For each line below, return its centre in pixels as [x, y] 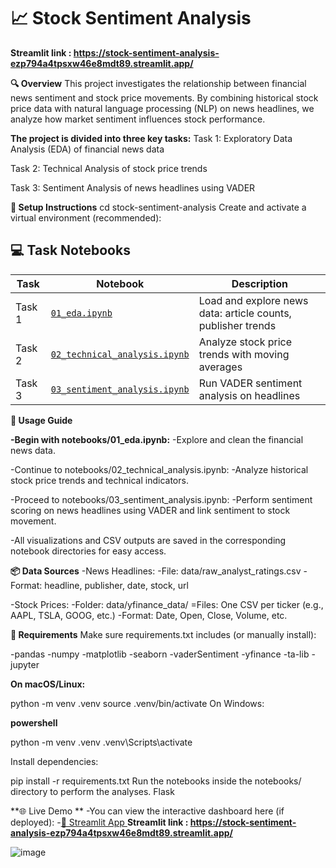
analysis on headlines [249, 395]
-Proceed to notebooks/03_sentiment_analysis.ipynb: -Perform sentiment [161, 499]
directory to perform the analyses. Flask [92, 791]
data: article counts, [245, 313]
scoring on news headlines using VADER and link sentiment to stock [150, 510]
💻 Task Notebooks [70, 250]
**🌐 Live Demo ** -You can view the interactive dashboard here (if [147, 811]
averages [220, 367]
